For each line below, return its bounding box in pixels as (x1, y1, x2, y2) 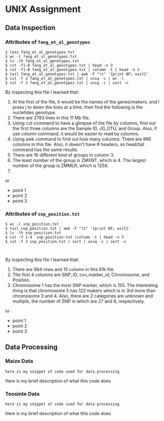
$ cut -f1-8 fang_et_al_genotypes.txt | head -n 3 (5, 62, 113, 68)
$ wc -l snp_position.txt (5, 221, 59, 227)
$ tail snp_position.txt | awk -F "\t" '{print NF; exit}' (5, 226, 131, 231)
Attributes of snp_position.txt (5, 210, 80, 217)
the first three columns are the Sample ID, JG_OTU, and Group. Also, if (12, 125, 157, 131)
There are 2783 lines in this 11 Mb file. (12, 114, 90, 120)
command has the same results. (12, 146, 78, 152)
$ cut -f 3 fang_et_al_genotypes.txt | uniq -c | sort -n (5, 80, 128, 85)
